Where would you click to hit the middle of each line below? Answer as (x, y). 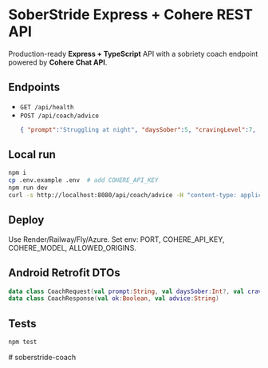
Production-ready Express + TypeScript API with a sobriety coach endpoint (133, 53)
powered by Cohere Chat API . (58, 62)
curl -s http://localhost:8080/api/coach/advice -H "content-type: (123, 196)
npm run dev (28, 188)
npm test (23, 342)
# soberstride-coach (42, 357)
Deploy (26, 220)
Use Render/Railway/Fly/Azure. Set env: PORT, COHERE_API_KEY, (116, 239)
